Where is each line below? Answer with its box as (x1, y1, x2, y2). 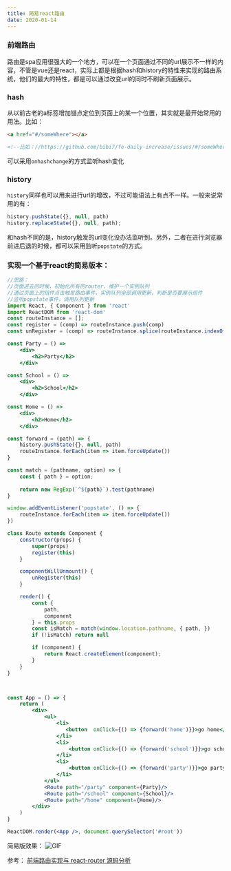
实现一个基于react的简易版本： (7, 260, 110, 270)
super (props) (32, 543, 69, 549)
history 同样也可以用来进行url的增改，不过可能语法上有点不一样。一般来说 (7, 191, 217, 200)
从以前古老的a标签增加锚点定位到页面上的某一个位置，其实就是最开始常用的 (7, 109, 221, 117)
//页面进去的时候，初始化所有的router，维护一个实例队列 (7, 283, 150, 290)
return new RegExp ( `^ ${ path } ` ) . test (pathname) (19, 486, 155, 493)
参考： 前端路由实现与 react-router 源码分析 (7, 856, 131, 864)
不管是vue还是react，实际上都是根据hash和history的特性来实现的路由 (19, 66, 217, 74)
